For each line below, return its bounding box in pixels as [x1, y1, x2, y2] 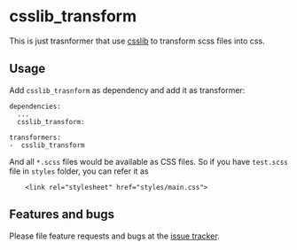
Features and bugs [9, 207, 115, 223]
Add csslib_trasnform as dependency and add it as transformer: [9, 84, 246, 95]
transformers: [9, 133, 62, 142]
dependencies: [9, 102, 62, 111]
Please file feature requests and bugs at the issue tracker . [9, 230, 220, 241]
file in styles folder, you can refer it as [9, 166, 149, 176]
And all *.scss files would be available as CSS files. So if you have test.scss [9, 156, 288, 167]
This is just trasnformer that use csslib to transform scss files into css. [9, 35, 265, 46]
